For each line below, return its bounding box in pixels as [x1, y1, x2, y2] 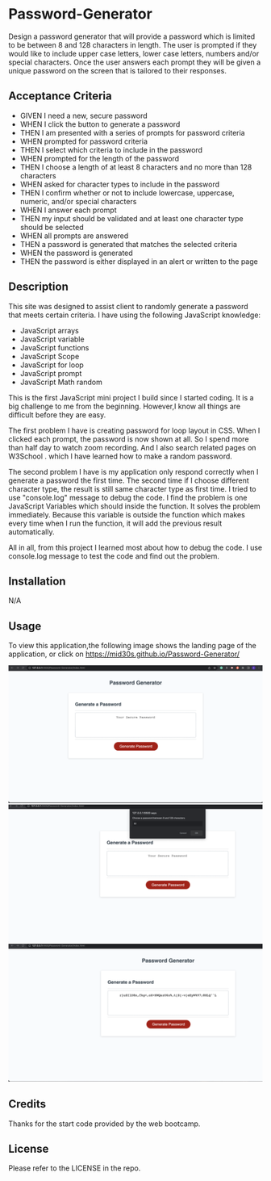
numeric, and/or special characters [19, 196, 137, 206]
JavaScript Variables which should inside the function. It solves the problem [8, 501, 261, 511]
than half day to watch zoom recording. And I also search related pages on [8, 442, 256, 452]
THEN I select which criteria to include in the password [19, 144, 203, 154]
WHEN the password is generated [19, 248, 133, 258]
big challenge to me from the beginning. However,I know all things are [8, 401, 240, 411]
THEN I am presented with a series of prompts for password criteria [19, 128, 245, 137]
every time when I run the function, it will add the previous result [8, 518, 223, 528]
